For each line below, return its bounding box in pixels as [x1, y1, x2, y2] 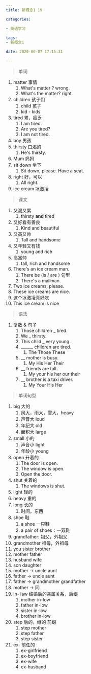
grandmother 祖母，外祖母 [13, 540, 69, 546]
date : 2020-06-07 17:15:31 [6, 49, 63, 54]
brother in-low [20, 613, 51, 619]
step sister [20, 636, 43, 642]
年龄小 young [20, 448, 49, 454]
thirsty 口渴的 [13, 144, 42, 150]
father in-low [20, 602, 48, 608]
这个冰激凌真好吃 [13, 295, 49, 301]
